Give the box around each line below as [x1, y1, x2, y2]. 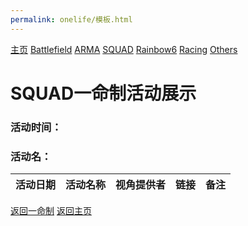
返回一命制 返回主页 [10, 205, 92, 217]
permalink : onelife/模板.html [10, 14, 133, 25]
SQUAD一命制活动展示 [10, 82, 197, 105]
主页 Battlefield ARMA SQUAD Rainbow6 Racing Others [10, 43, 238, 55]
